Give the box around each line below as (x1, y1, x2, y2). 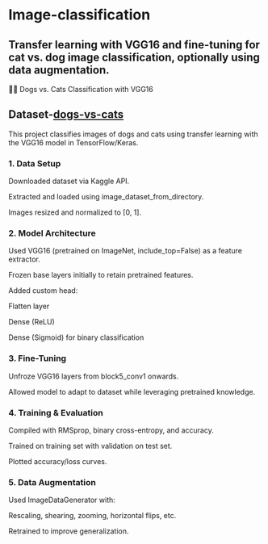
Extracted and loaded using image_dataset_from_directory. (8, 192, 204, 202)
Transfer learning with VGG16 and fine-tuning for (8, 38, 261, 52)
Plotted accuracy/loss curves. (8, 457, 107, 466)
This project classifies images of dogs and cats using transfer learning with (8, 129, 258, 139)
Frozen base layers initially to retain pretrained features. (8, 270, 194, 280)
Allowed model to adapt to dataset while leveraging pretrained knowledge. (8, 387, 256, 396)
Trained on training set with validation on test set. (8, 441, 173, 450)
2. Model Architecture (8, 228, 96, 239)
